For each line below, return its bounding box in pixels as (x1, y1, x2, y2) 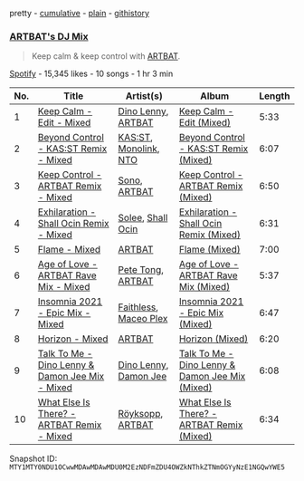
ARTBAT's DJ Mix (9, 30, 89, 43)
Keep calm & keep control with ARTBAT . (31, 51, 181, 62)
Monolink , (118, 142, 160, 155)
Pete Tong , (118, 264, 165, 276)
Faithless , (118, 301, 159, 313)
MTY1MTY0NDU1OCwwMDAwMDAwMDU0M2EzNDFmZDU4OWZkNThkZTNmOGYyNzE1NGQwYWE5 (9, 463, 285, 472)
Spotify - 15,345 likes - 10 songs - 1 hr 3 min (9, 68, 174, 80)
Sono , (118, 174, 143, 187)
